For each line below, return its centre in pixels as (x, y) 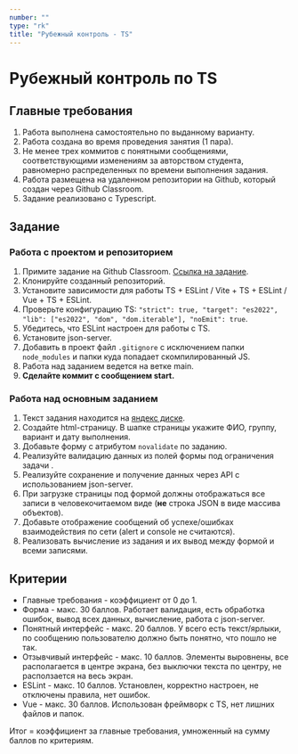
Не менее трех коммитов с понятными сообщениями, (125, 152)
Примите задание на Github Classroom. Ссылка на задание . (135, 272)
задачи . (38, 465)
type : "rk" (29, 26)
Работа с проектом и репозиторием (91, 252)
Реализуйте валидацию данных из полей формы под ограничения (148, 456)
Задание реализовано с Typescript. (89, 199)
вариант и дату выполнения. (76, 437)
